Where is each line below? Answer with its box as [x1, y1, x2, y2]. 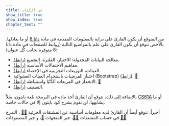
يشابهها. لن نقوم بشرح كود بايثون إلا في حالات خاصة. [6, 99, 105, 106]
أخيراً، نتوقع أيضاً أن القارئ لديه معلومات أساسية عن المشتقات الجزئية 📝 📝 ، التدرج [6, 109, 160, 115]
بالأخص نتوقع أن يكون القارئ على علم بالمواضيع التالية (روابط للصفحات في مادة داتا [6, 41, 164, 48]
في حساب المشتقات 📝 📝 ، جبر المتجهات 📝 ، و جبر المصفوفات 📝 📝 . [6, 115, 128, 121]
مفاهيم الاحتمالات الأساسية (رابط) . [13, 62, 79, 68]
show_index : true [6, 17, 43, 22]
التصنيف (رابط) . [13, 84, 44, 90]
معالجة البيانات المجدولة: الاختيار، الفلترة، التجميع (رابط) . [13, 57, 119, 63]
